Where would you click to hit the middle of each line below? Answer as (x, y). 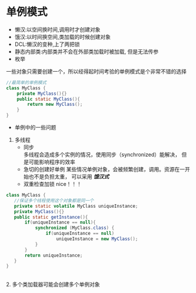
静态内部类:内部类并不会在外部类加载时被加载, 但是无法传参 (87, 51)
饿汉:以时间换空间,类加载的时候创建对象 (62, 36)
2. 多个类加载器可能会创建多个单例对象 (53, 284)
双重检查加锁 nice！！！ (53, 184)
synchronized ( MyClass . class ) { (75, 228)
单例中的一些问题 (35, 128)
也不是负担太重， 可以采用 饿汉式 (69, 177)
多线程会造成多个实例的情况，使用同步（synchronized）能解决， (102, 155)
